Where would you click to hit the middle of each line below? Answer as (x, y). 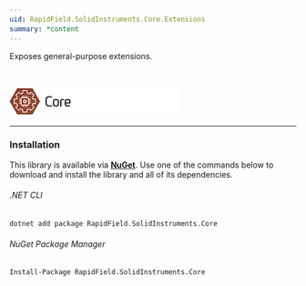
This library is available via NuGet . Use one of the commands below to (142, 165)
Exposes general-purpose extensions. (81, 56)
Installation (35, 145)
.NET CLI (26, 195)
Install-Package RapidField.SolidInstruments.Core (107, 272)
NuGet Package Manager (57, 244)
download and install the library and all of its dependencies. (122, 174)
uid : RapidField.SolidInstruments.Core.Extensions (107, 19)
